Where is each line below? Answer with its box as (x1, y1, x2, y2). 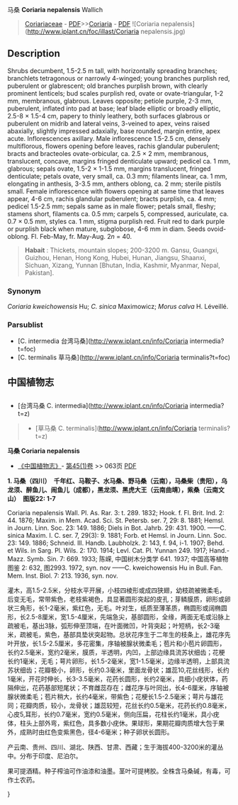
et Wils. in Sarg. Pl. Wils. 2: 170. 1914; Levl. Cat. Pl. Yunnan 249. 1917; (7, 546, 208, 555)
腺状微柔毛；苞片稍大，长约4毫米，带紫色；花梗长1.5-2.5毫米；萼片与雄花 (7, 692, 224, 701)
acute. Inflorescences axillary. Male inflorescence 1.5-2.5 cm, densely (7, 134, 211, 142)
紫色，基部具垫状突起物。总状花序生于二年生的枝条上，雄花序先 (44, 631, 231, 639)
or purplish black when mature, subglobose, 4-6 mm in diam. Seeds (7, 225, 206, 233)
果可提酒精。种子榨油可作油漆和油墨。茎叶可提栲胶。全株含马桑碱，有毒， (7, 767, 225, 775)
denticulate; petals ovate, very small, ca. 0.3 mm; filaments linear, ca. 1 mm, (7, 171, 228, 180)
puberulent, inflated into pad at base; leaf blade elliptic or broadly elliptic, (7, 104, 221, 113)
